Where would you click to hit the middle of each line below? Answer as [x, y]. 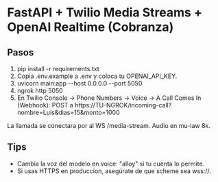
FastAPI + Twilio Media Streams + [105, 13]
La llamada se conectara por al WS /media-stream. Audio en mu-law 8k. [109, 126]
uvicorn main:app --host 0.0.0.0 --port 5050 [80, 83]
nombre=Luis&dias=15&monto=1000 [68, 112]
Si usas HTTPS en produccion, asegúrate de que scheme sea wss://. [114, 171]
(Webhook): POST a [45, 105]
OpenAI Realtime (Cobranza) [90, 27]
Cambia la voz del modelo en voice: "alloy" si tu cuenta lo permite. [111, 164]
